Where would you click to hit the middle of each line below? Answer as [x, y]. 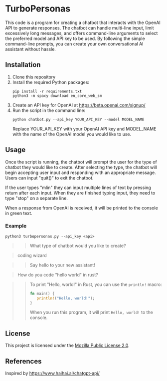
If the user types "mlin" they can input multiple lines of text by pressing [78, 187]
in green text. [19, 213]
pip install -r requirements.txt [47, 91]
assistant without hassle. [31, 49]
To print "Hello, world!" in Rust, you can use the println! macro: [96, 284]
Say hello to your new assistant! [63, 265]
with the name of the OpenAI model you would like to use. [72, 134]
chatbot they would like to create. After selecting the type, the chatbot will [81, 167]
